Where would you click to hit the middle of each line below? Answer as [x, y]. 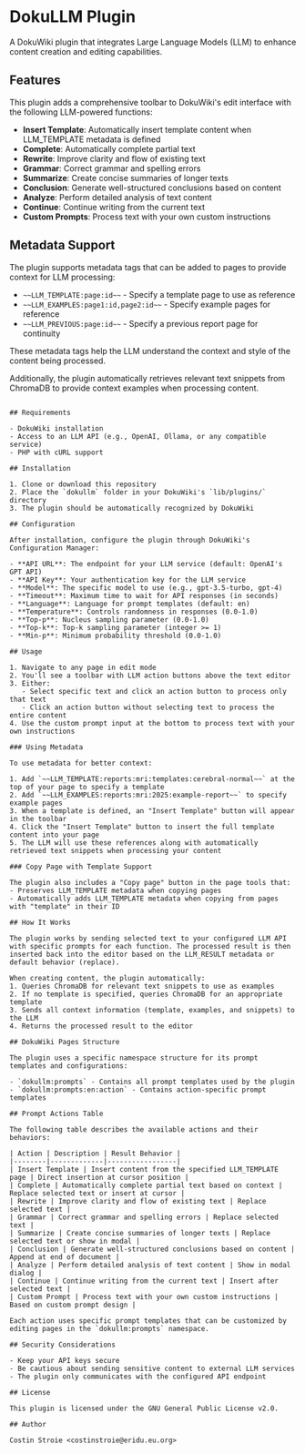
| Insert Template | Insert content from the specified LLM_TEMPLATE [144, 1169]
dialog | [26, 1273]
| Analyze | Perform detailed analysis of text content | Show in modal [150, 1265]
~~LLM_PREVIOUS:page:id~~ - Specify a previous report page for [140, 323]
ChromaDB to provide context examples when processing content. [134, 388]
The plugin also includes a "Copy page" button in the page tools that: [150, 882]
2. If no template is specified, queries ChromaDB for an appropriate [146, 994]
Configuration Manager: [55, 548]
